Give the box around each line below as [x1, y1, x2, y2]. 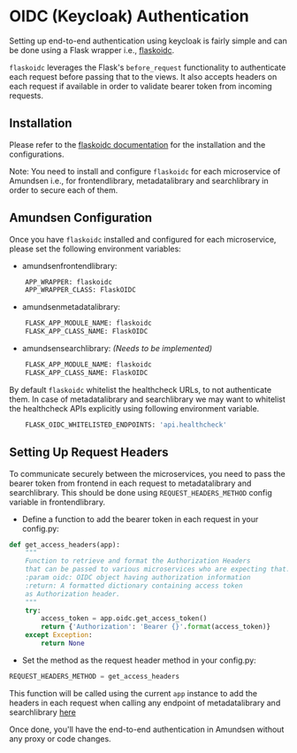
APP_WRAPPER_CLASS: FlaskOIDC [25, 286, 137, 295]
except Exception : [25, 631, 93, 640]
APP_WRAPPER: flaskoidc [25, 277, 113, 287]
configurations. [9, 149, 65, 159]
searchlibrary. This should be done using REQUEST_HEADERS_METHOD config [9, 487, 272, 497]
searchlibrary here [9, 706, 77, 718]
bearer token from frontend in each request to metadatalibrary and [9, 478, 252, 488]
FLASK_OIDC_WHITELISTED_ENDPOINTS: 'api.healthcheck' [25, 420, 227, 429]
